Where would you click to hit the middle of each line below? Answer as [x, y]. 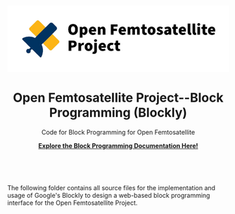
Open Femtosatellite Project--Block [118, 98]
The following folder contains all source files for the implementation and [112, 187]
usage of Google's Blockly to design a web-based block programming [109, 195]
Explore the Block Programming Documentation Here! [118, 145]
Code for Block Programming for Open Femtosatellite [118, 132]
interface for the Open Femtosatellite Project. [72, 203]
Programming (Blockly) [118, 113]
